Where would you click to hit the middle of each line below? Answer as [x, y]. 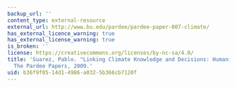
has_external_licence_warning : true [61, 33]
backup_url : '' [30, 14]
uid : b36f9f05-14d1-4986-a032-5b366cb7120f [72, 72]
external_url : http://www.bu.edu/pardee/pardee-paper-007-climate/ [109, 27]
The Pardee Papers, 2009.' [53, 66]
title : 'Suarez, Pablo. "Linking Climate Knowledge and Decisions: [109, 60]
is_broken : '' [28, 46]
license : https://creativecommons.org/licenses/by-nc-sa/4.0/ [101, 53]
